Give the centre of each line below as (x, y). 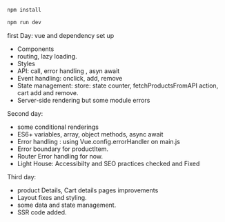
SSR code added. (42, 212)
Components (36, 49)
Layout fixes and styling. (52, 197)
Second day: (25, 113)
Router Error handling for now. (60, 156)
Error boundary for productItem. (63, 149)
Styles (26, 63)
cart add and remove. (48, 92)
